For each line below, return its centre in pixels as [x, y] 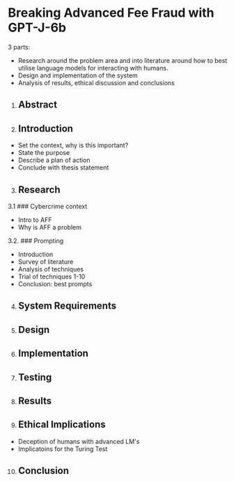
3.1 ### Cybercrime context [48, 206]
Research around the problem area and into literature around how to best [123, 60]
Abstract [38, 105]
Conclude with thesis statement [63, 168]
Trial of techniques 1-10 [52, 276]
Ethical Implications [62, 425]
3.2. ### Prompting [36, 240]
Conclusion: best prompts [55, 283]
